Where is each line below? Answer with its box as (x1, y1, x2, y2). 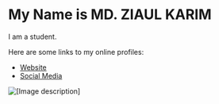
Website (19, 62, 48, 72)
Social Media (19, 71, 63, 80)
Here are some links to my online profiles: (8, 47, 144, 56)
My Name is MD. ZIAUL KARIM (8, 6, 212, 24)
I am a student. (8, 32, 57, 41)
